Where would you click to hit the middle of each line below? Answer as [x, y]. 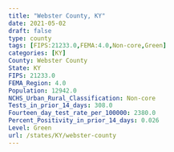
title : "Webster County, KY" [57, 16]
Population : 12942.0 [43, 90]
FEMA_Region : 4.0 [37, 83]
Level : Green [30, 128]
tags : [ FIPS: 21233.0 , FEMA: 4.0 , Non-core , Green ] [87, 46]
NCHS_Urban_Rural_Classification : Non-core [82, 98]
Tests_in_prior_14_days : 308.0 [61, 105]
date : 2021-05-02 [37, 23]
